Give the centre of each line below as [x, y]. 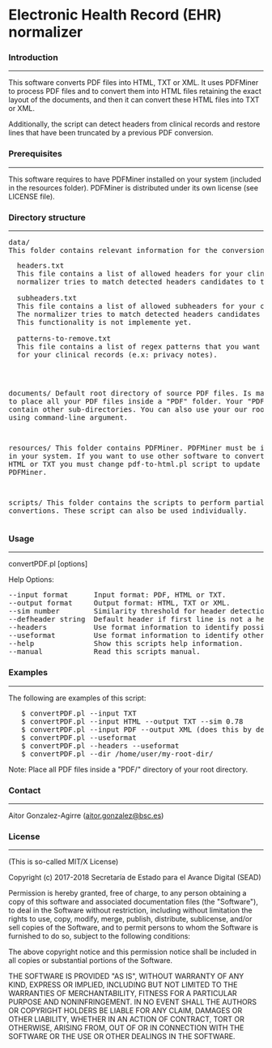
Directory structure [47, 217]
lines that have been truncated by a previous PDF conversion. [111, 133]
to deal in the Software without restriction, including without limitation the [130, 910]
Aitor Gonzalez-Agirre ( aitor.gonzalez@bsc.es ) [86, 815]
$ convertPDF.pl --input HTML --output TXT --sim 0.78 [132, 721]
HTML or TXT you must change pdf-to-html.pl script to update [134, 464]
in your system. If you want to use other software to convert [136, 456]
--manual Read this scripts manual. [104, 652]
